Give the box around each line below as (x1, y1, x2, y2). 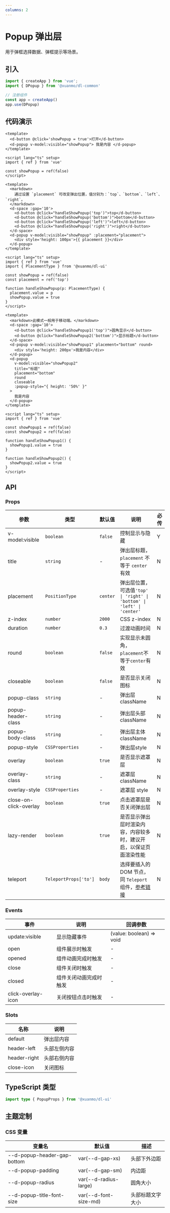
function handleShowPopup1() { (5, 438, 71, 443)
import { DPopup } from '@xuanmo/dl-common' (5, 83, 101, 89)
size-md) (78, 1198, 101, 1205)
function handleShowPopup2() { (5, 456, 71, 461)
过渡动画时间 (119, 625, 151, 632)
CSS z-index (119, 616, 151, 623)
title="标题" (14, 366, 40, 371)
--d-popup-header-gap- (8, 1152, 72, 1159)
